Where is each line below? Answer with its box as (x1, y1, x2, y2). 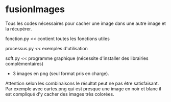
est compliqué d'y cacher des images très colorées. (5, 91, 114, 97)
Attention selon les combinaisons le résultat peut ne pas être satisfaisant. (5, 80, 159, 86)
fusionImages (5, 4, 65, 15)
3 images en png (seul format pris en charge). (12, 70, 110, 77)
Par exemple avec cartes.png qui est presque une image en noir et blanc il (5, 85, 162, 92)
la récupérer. (5, 25, 32, 31)
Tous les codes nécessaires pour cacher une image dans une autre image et (5, 20, 166, 26)
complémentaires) (5, 60, 44, 66)
